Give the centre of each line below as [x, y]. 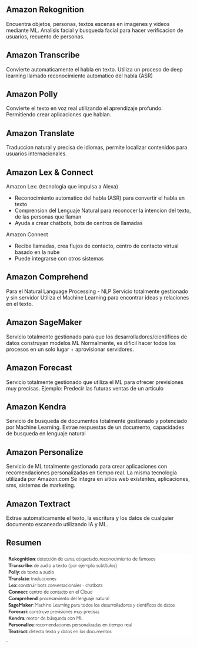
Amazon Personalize [45, 452]
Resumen [24, 543]
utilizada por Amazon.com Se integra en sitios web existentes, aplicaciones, [98, 479]
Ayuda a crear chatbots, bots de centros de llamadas [79, 223]
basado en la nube [37, 252]
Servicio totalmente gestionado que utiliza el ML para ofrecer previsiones [95, 382]
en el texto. [20, 304]
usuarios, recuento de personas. [46, 36]
